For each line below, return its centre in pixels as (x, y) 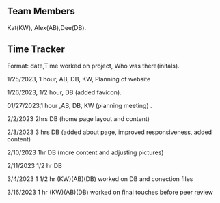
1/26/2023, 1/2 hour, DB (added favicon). (64, 92)
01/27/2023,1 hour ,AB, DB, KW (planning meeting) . (80, 105)
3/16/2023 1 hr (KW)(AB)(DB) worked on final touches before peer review (110, 192)
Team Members (41, 11)
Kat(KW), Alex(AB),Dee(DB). (47, 27)
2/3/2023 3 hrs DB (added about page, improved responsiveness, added (110, 132)
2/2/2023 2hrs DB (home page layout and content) (79, 118)
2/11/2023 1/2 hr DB (35, 165)
